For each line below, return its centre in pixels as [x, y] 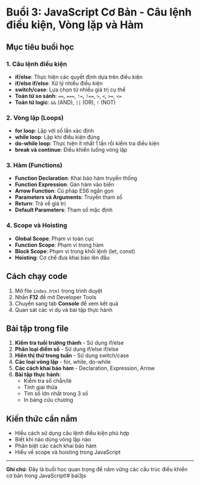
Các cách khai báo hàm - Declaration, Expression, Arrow [85, 368]
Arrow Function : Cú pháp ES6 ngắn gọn [64, 191]
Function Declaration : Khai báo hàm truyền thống [76, 178]
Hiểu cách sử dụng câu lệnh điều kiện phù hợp [72, 433]
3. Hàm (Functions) [34, 165]
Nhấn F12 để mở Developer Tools [55, 297]
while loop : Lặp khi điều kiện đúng [57, 137]
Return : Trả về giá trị [40, 204]
